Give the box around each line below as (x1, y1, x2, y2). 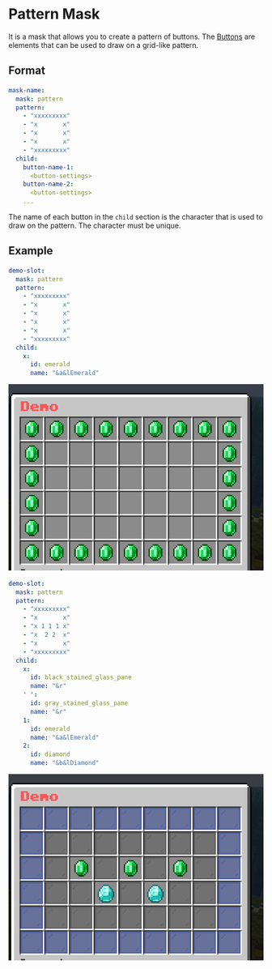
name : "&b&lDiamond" (29, 759, 100, 767)
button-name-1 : (23, 163, 74, 171)
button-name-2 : (23, 180, 74, 189)
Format (8, 64, 46, 78)
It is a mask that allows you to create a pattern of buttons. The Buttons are (8, 32, 256, 41)
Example (8, 244, 53, 258)
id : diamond (29, 750, 70, 758)
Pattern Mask (8, 5, 100, 23)
